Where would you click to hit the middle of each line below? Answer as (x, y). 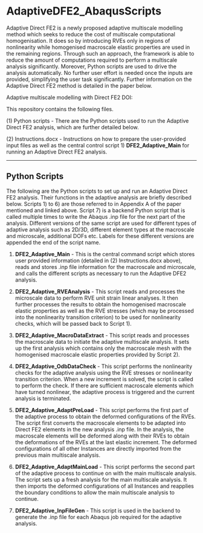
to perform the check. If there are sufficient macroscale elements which (104, 386)
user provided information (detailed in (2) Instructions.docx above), (98, 260)
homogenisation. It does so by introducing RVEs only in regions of (88, 40)
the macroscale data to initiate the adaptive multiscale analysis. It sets (102, 341)
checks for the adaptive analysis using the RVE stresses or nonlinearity (103, 372)
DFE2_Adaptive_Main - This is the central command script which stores (105, 254)
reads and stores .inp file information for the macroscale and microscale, (105, 266)
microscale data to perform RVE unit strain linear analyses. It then (96, 298)
